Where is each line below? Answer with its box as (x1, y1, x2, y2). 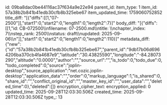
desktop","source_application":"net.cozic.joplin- (5, 68, 104, 74)
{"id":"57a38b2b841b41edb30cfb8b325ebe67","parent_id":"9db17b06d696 (5, 47, 160, 52)
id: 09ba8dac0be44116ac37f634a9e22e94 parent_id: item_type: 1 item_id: (5, 4, 158, 10)
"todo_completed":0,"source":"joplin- (5, 62, 82, 68)
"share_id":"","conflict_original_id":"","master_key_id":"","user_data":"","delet (5, 78, 162, 84)
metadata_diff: (120, 36, 150, 42)
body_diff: (116, 20, 137, 26)
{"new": (5, 41, 21, 47)
